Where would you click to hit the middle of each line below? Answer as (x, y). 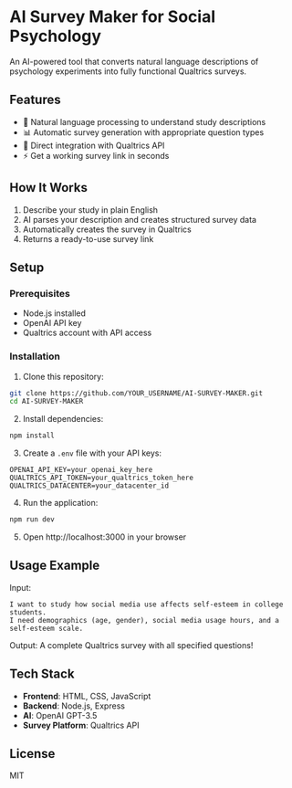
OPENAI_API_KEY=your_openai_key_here (81, 470)
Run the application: (60, 503)
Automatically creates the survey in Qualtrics (107, 229)
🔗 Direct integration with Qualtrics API (94, 145)
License (32, 754)
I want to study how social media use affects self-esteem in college (146, 604)
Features (35, 100)
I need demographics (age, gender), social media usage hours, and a (145, 620)
